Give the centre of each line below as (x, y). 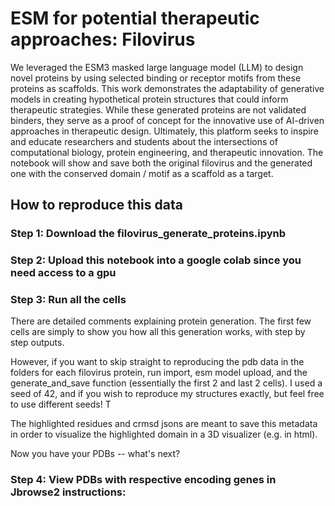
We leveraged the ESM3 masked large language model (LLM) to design (157, 67)
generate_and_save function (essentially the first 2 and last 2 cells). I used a (166, 383)
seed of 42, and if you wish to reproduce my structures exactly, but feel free (167, 394)
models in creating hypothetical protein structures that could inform (149, 99)
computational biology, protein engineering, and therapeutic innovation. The (167, 152)
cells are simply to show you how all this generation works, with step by (158, 332)
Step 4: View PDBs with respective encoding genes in (143, 480)
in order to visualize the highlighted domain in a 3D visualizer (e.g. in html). (164, 434)
